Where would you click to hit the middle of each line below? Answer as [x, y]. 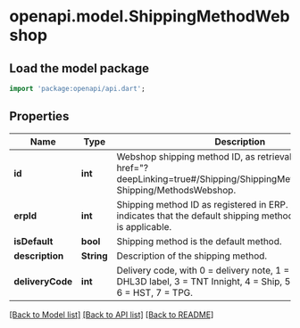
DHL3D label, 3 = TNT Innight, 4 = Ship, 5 [204, 281]
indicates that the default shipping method [205, 216]
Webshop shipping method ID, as [186, 156]
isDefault [33, 241]
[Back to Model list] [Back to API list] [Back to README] [112, 315]
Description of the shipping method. [192, 256]
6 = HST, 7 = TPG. [155, 292]
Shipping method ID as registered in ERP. [202, 204]
